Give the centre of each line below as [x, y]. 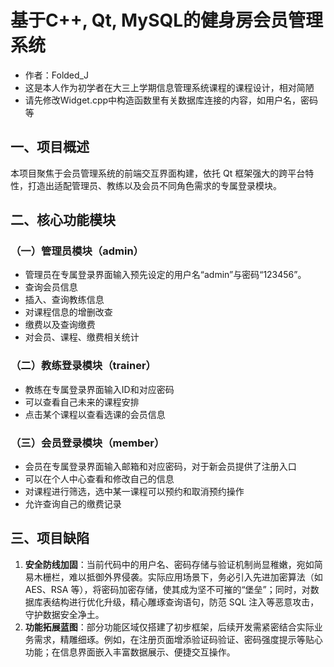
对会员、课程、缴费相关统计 [82, 337]
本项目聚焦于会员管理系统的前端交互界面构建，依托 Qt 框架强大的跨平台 [158, 173]
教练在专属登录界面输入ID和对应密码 [99, 389]
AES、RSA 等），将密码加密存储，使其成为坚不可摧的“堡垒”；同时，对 [167, 589]
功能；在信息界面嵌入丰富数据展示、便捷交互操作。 [130, 652]
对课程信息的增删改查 [68, 312]
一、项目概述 [50, 147]
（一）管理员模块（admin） [77, 251]
